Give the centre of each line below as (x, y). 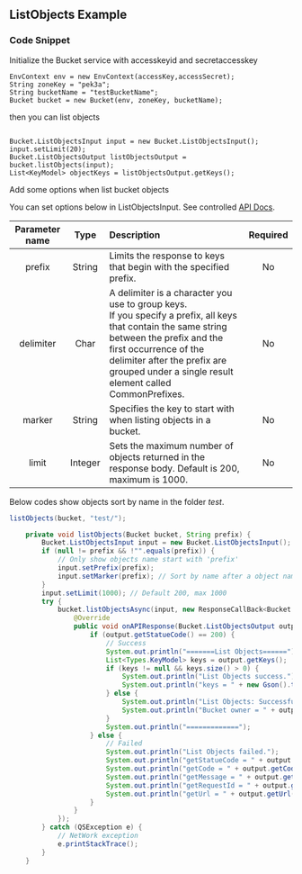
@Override (92, 618)
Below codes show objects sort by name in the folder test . (117, 501)
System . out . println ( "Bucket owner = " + (199, 710)
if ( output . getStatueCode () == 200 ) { (162, 635)
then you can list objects (55, 117)
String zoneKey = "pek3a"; (60, 85)
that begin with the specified (169, 266)
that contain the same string (168, 326)
